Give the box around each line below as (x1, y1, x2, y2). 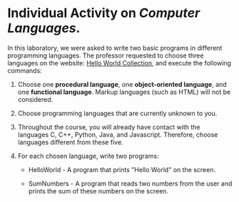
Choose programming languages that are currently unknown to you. (17, 109, 218, 117)
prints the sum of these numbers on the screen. (28, 186, 169, 195)
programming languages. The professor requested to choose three (7, 51, 204, 60)
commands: (7, 66, 43, 75)
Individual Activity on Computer (7, 5, 200, 21)
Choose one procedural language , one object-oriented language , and (17, 80, 227, 88)
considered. (17, 95, 54, 104)
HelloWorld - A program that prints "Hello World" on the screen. (28, 165, 216, 174)
